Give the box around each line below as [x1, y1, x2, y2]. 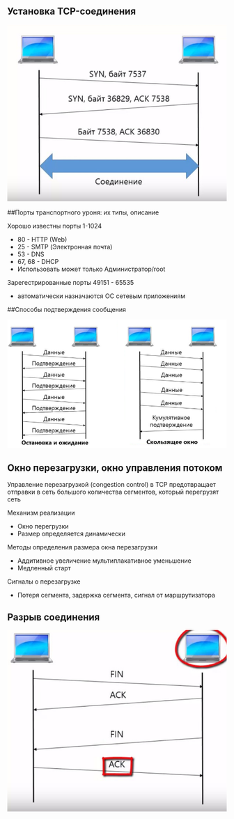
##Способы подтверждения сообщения [7, 305, 127, 313]
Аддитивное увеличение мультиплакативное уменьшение [17, 556, 192, 565]
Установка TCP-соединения [7, 6, 136, 17]
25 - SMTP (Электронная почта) [17, 242, 113, 251]
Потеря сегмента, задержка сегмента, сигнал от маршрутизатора [17, 591, 216, 600]
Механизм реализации [7, 508, 75, 517]
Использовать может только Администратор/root [17, 265, 166, 273]
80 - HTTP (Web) [17, 235, 68, 243]
